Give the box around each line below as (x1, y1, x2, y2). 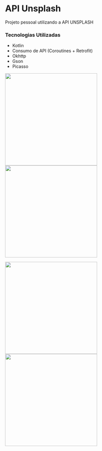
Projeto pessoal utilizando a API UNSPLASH (5, 19, 94, 25)
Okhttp (12, 53, 26, 59)
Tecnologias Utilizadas (5, 31, 61, 38)
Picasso (12, 63, 28, 69)
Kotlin (12, 43, 24, 49)
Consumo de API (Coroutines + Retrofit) (12, 48, 93, 54)
